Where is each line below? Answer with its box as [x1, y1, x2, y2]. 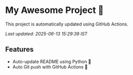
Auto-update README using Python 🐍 [12, 58, 92, 64]
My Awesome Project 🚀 [5, 4, 104, 16]
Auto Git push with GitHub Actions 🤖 [12, 63, 88, 69]
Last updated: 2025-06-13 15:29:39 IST [5, 30, 88, 36]
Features [5, 45, 34, 54]
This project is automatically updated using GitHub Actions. [5, 21, 128, 27]
